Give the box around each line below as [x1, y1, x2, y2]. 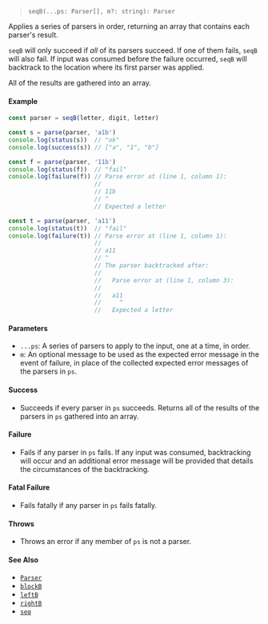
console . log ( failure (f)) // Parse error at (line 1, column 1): [8, 173, 227, 181]
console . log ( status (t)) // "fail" [8, 224, 127, 232]
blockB [19, 582, 42, 591]
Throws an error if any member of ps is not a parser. [19, 537, 192, 546]
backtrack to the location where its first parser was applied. [8, 62, 205, 72]
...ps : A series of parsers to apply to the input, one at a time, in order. [19, 341, 250, 351]
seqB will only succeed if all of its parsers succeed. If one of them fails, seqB [8, 46, 258, 55]
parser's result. [8, 30, 58, 39]
